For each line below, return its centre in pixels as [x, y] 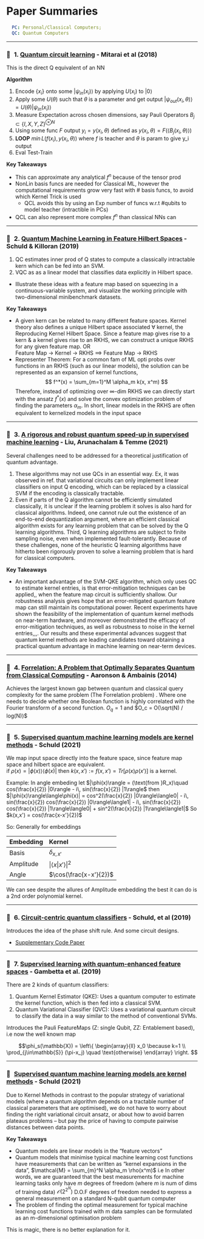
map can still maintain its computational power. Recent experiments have [106, 607]
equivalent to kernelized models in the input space [78, 413]
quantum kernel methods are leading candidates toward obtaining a [100, 640]
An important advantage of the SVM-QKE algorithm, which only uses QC [106, 581]
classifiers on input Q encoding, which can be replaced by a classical [102, 487]
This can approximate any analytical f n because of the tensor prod [98, 176]
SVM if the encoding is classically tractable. [70, 493]
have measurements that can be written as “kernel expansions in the [101, 1164]
